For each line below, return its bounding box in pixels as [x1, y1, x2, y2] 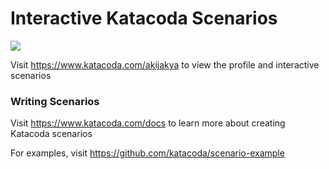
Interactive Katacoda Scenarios [10, 7, 278, 30]
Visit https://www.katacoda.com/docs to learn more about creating [10, 117, 286, 129]
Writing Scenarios [10, 94, 100, 108]
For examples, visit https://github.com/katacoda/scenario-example [10, 147, 285, 159]
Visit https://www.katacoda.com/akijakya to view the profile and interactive [10, 58, 320, 71]
